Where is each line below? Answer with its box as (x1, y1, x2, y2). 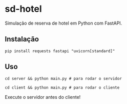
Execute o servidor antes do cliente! (5, 94, 81, 100)
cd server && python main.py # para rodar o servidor (5, 76, 122, 81)
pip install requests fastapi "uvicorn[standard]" (5, 48, 115, 54)
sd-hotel (5, 3, 42, 15)
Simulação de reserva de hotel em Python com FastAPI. (5, 20, 122, 26)
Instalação (5, 35, 39, 44)
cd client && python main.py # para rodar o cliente (5, 85, 120, 90)
